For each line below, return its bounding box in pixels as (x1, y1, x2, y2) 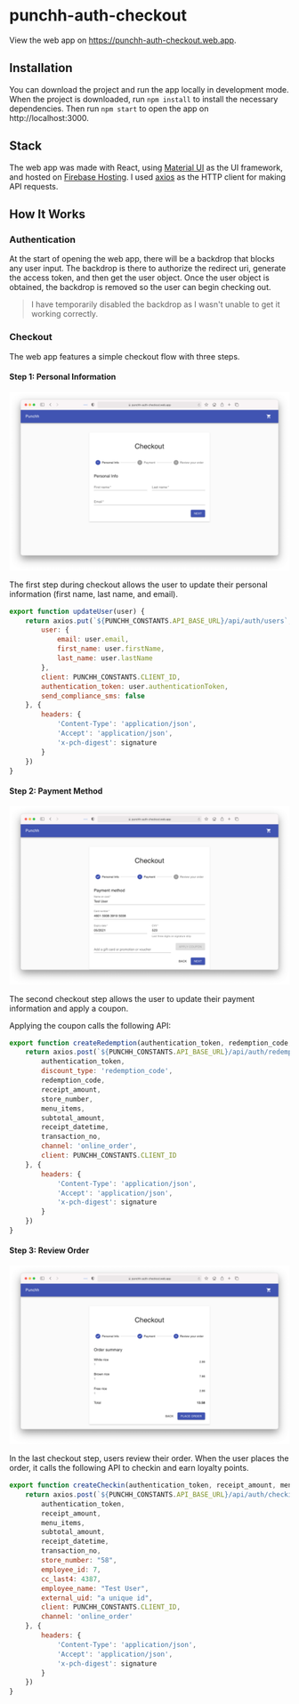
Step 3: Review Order (9, 1245, 90, 1256)
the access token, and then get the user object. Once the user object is (9, 272, 270, 283)
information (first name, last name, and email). (9, 588, 178, 599)
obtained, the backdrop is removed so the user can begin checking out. (9, 282, 271, 293)
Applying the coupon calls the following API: (9, 1020, 172, 1030)
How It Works (9, 206, 86, 222)
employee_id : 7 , (41, 1565, 101, 1574)
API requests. (9, 181, 59, 191)
